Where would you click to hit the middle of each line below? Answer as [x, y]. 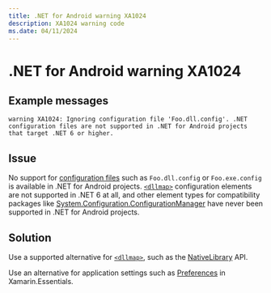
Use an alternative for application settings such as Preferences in [117, 273]
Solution [30, 238]
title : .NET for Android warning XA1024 [78, 16]
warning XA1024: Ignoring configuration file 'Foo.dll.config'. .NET [128, 119]
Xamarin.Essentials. [41, 281]
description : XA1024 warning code [67, 23]
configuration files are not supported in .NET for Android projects [128, 126]
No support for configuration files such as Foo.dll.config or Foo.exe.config [135, 178]
